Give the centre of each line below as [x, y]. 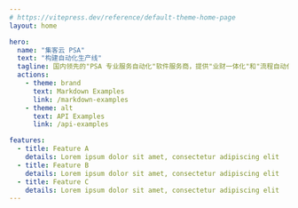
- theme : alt [49, 108]
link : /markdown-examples [80, 100]
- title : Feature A [53, 149]
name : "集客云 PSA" [51, 50]
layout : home [33, 26]
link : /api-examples [71, 124]
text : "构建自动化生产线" [59, 59]
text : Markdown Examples [78, 91]
